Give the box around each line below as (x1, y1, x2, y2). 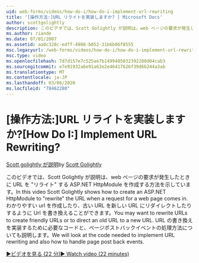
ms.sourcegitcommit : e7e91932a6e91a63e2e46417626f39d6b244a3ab (6, 63, 166, 70)
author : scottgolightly (6, 20, 65, 25)
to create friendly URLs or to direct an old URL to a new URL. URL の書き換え (6, 216, 193, 223)
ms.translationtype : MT (6, 69, 65, 75)
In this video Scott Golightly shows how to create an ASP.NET (15, 188, 166, 195)
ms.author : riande (6, 31, 52, 37)
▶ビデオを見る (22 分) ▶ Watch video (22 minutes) (6, 250, 130, 257)
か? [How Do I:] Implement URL (6, 128, 158, 141)
